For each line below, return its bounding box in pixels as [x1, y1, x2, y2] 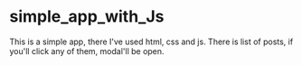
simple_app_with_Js [9, 6, 165, 27]
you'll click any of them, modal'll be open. [9, 45, 165, 56]
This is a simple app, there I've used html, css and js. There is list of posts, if [9, 36, 294, 47]
